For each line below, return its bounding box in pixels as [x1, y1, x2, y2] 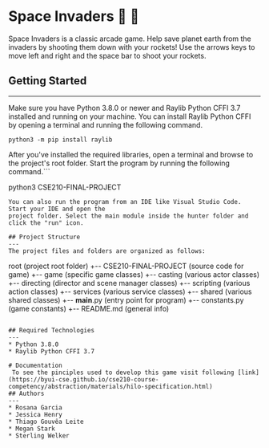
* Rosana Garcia [8, 403, 62, 412]
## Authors [8, 389, 45, 397]
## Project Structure [8, 233, 81, 241]
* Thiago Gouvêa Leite [8, 417, 84, 426]
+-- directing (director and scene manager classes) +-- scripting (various [8, 278, 251, 287]
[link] [237, 369, 260, 377]
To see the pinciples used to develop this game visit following [11, 369, 235, 377]
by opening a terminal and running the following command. [8, 120, 203, 129]
